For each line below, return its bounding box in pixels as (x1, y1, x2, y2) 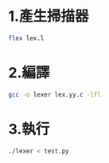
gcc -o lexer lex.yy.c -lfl (8, 90, 102, 98)
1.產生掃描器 (8, 7, 89, 26)
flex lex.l (8, 34, 45, 42)
